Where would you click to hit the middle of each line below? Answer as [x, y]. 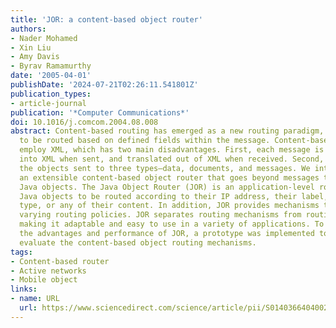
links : [24, 289]
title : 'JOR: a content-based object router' [106, 19]
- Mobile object [44, 280]
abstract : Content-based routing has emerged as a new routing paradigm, [167, 131]
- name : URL [35, 299]
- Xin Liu [31, 47]
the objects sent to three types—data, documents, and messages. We [165, 168]
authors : [28, 29]
